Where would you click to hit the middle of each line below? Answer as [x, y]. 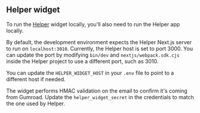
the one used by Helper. [36, 103]
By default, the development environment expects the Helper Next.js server [99, 42]
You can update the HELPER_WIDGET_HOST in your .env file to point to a [90, 73]
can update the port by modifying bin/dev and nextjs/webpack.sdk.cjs [93, 55]
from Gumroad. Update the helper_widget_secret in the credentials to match [100, 97]
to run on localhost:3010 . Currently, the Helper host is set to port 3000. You [99, 48]
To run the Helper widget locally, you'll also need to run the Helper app [93, 24]
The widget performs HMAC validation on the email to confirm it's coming [97, 91]
